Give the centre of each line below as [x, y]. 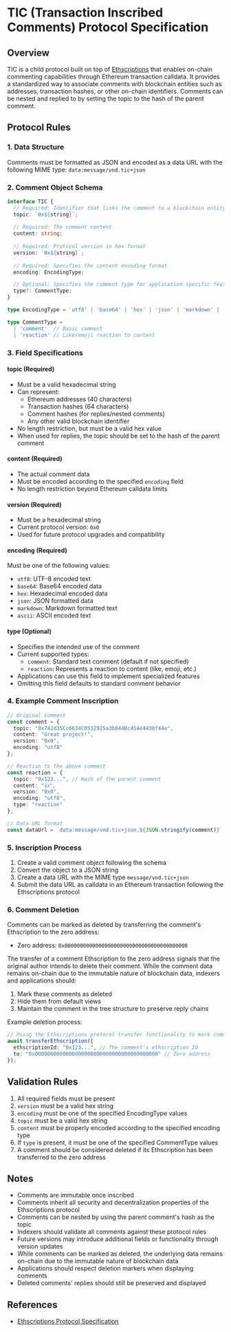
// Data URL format [35, 823]
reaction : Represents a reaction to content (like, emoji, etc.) [112, 668]
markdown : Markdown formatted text [67, 608]
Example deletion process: [45, 1022]
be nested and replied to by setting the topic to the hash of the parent [106, 99]
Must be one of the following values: [59, 566]
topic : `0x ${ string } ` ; [46, 214]
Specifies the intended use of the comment [78, 646]
